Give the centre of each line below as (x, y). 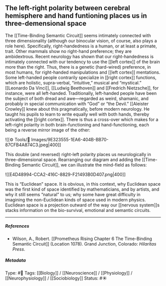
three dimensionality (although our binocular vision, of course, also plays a (81, 41)
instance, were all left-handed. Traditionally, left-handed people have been (81, 93)
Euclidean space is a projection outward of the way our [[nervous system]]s (82, 205)
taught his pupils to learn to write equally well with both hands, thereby (77, 114)
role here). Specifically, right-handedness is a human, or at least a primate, (81, 46)
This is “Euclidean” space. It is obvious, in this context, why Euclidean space (83, 184)
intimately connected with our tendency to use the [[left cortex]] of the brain (83, 62)
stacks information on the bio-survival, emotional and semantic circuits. (78, 210)
